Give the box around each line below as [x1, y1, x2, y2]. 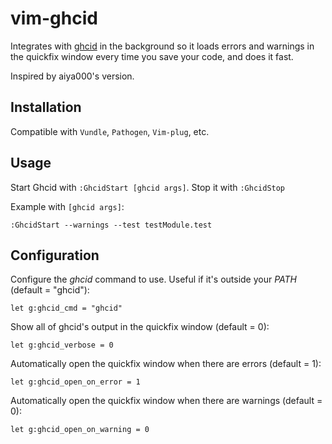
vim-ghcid [10, 7, 98, 30]
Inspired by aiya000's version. [10, 70, 135, 82]
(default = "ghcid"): [10, 284, 90, 296]
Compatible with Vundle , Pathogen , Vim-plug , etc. [10, 125, 210, 137]
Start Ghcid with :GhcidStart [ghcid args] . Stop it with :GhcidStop [10, 181, 286, 193]
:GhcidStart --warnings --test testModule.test [10, 220, 213, 230]
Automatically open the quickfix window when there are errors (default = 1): [10, 358, 322, 370]
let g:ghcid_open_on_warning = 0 [10, 425, 150, 435]
